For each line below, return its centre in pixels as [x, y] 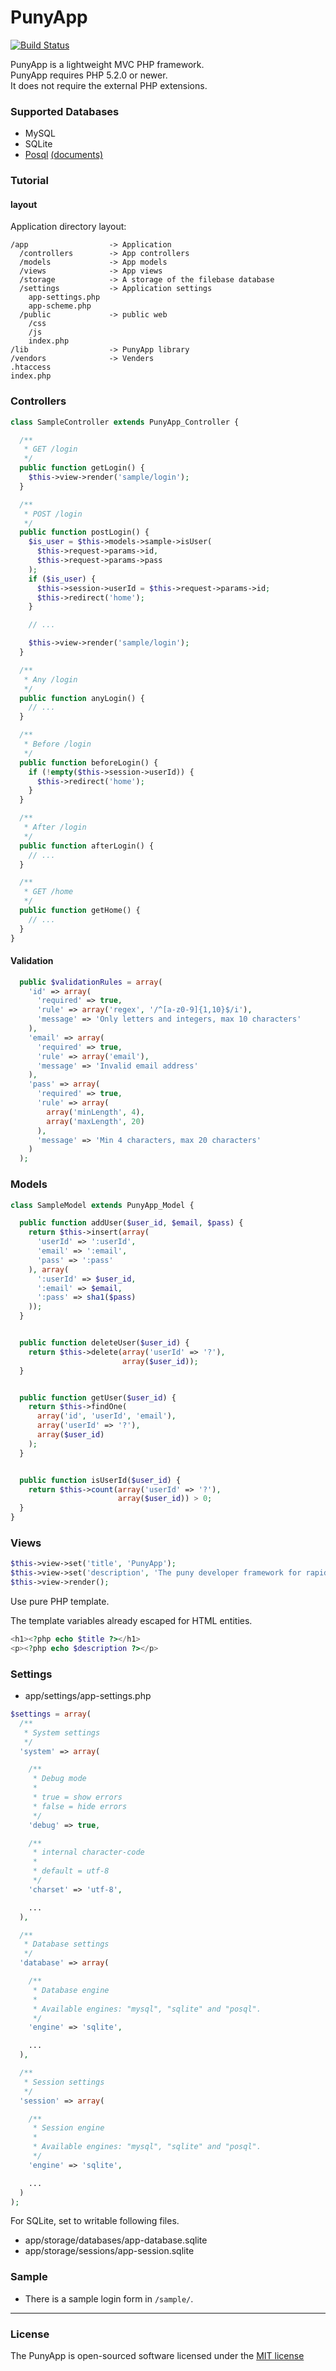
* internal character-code [88, 1852]
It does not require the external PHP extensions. [109, 85]
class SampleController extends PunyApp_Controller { [125, 422]
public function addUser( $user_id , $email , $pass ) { [131, 1223]
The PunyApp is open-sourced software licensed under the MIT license [157, 2355]
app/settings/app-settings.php [88, 1695]
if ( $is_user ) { [62, 579]
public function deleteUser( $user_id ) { [104, 1343]
